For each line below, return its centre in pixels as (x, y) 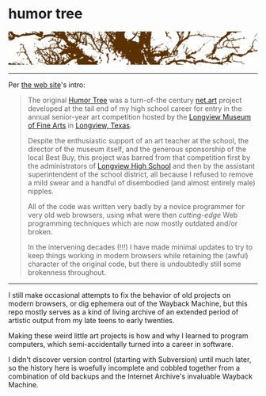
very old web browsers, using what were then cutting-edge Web (133, 215)
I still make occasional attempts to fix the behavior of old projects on (120, 295)
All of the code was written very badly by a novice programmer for (136, 206)
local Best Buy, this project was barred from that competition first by (139, 157)
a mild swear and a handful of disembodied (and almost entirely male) (141, 182)
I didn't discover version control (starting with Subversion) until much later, (130, 359)
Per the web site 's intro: (47, 85)
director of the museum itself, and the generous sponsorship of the (137, 149)
